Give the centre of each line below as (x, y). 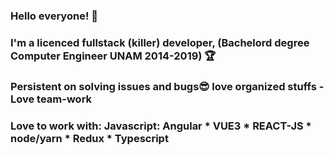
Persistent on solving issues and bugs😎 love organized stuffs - (167, 86)
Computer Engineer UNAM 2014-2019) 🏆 (113, 56)
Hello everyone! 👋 (54, 16)
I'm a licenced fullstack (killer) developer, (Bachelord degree (160, 42)
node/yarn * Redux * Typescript (89, 138)
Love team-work (51, 99)
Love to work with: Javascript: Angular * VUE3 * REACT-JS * (161, 126)
